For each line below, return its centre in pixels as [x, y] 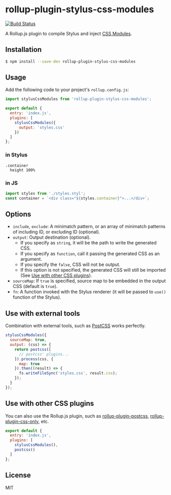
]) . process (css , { [34, 359]
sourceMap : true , [28, 340]
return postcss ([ [33, 349]
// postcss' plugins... [44, 354]
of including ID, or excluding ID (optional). [56, 232]
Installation [23, 50]
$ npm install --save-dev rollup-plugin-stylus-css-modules [71, 61]
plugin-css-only [22, 421]
